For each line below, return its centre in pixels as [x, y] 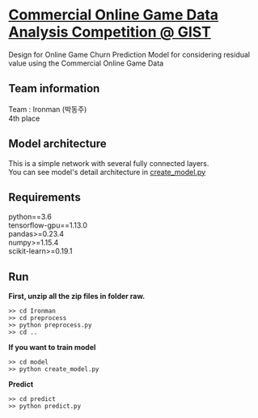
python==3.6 [30, 217]
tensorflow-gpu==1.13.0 [48, 225]
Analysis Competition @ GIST [110, 32]
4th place [24, 118]
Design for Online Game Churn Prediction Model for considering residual [129, 54]
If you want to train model [52, 348]
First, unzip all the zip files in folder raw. [77, 296]
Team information [54, 89]
